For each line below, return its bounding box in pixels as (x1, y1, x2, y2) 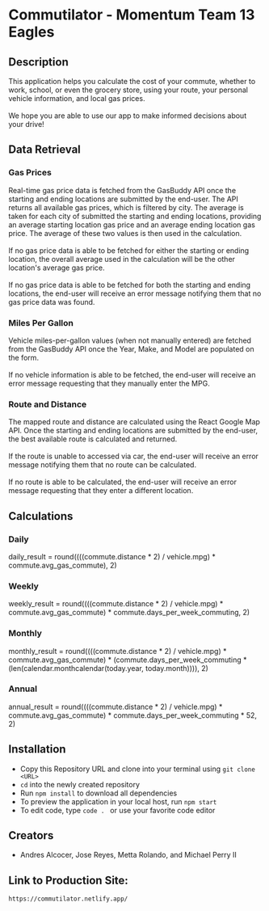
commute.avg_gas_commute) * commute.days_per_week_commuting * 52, (8, 710, 257, 720)
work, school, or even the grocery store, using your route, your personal (8, 85, 249, 95)
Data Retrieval (8, 143, 81, 157)
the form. (8, 352, 39, 362)
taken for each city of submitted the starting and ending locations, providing (8, 211, 262, 221)
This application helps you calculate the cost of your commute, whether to (8, 77, 256, 86)
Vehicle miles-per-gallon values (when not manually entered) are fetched (8, 335, 252, 345)
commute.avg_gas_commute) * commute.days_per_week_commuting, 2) (8, 608, 250, 618)
